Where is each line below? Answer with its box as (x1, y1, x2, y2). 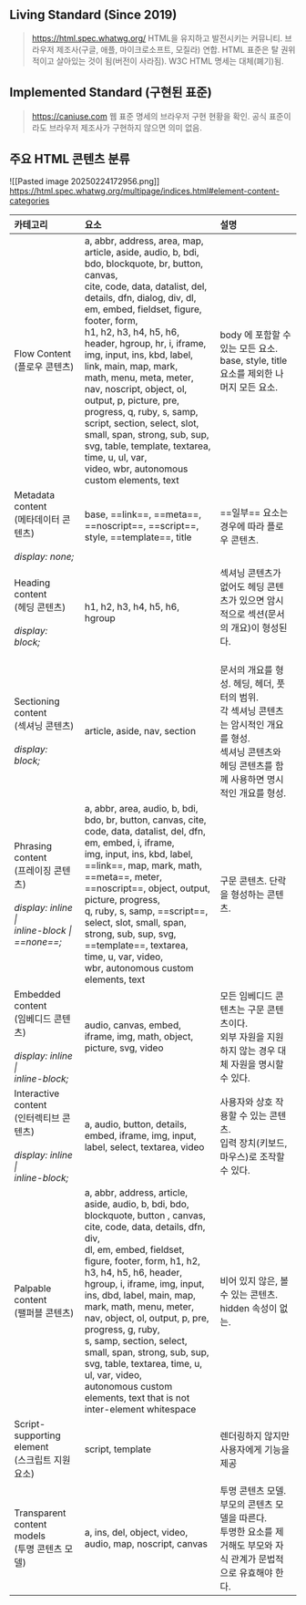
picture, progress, (84, 894, 161, 906)
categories (9, 195, 50, 206)
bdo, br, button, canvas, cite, (84, 813, 207, 826)
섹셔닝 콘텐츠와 (219, 746, 282, 759)
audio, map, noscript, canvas (84, 1538, 208, 1550)
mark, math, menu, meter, (84, 1300, 194, 1313)
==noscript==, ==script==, (84, 520, 199, 533)
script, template (84, 1443, 152, 1455)
